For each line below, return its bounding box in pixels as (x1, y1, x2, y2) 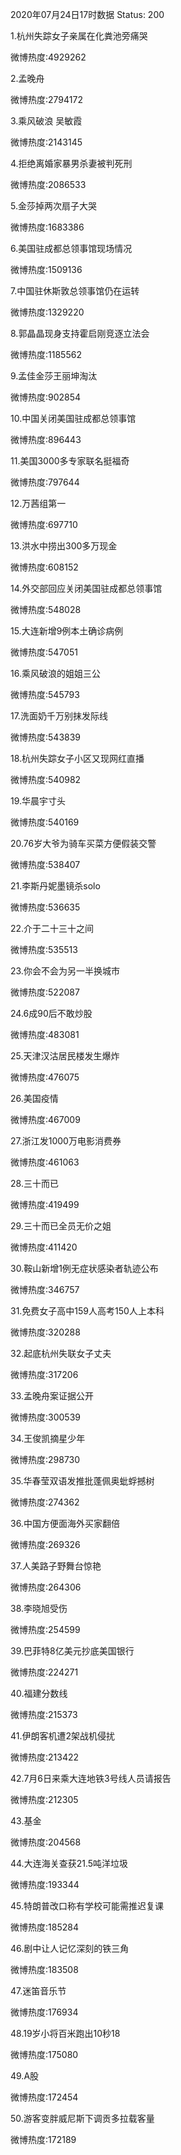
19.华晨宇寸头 (10, 795, 67, 807)
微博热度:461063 (10, 1156, 80, 1168)
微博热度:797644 (10, 476, 80, 488)
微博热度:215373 (10, 1709, 78, 1720)
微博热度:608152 (10, 561, 79, 573)
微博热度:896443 (10, 434, 82, 445)
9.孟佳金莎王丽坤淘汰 (10, 370, 98, 382)
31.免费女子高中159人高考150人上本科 (10, 1305, 165, 1317)
